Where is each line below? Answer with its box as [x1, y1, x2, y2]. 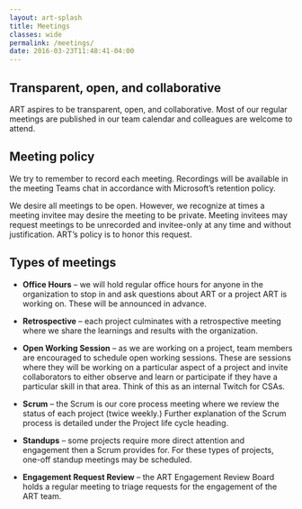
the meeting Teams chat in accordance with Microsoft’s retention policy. [9, 182, 276, 194]
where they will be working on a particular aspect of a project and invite [22, 361, 289, 372]
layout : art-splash [9, 13, 83, 23]
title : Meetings [9, 22, 70, 31]
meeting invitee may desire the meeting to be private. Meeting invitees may [9, 209, 288, 221]
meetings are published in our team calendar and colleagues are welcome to [9, 114, 293, 124]
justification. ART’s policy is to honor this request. [9, 229, 192, 240]
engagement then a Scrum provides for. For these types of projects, [22, 444, 274, 455]
